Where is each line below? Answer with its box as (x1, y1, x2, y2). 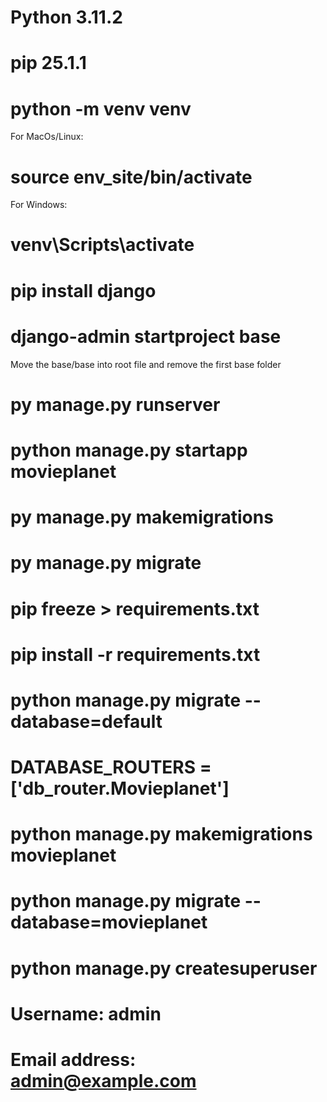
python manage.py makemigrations (10, 823, 313, 846)
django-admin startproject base (10, 325, 282, 348)
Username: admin (10, 1002, 162, 1025)
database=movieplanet (10, 911, 208, 934)
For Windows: (10, 199, 68, 211)
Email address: (10, 1049, 137, 1071)
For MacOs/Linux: (10, 131, 84, 143)
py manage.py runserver (10, 393, 221, 416)
